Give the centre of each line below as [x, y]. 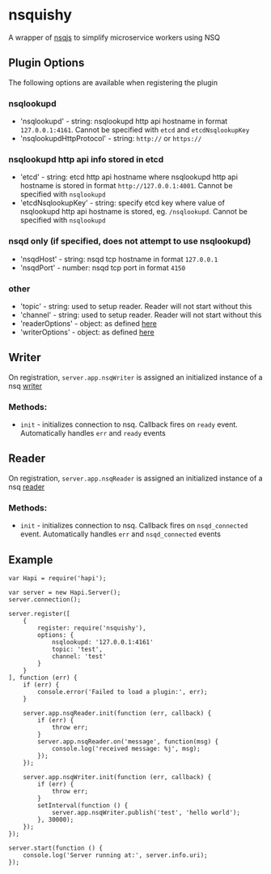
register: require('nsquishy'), [92, 628]
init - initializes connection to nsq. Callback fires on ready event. [129, 424]
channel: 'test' [79, 656]
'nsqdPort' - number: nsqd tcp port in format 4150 [103, 267]
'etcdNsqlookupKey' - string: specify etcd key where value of [122, 203]
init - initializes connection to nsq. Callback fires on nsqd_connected [134, 526]
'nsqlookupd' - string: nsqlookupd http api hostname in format [124, 121]
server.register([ [39, 614]
